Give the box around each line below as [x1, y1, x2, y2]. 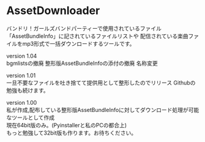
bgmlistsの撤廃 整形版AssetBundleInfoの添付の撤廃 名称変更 [6, 59, 158, 67]
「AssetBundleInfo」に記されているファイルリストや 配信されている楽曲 [6, 32, 188, 40]
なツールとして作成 [6, 114, 55, 121]
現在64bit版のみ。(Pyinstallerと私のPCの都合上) [6, 121, 127, 129]
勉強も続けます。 [6, 86, 49, 94]
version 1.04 [6, 52, 37, 59]
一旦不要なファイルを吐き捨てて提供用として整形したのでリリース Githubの [6, 79, 196, 86]
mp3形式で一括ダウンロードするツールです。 [22, 40, 135, 47]
